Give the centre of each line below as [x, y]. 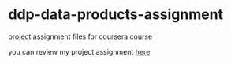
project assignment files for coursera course [80, 36]
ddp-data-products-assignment [115, 15]
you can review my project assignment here [79, 51]
